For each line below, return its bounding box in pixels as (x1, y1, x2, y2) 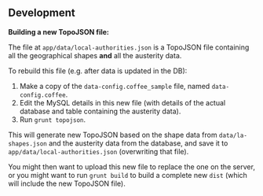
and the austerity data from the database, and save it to (48, 138, 228, 148)
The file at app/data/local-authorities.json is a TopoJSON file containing (8, 43, 250, 52)
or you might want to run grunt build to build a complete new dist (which (8, 170, 247, 179)
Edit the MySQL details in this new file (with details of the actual (19, 98, 226, 107)
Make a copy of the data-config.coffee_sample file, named (19, 81, 210, 91)
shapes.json (8, 139, 47, 148)
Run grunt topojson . (19, 114, 86, 124)
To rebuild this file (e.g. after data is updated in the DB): (8, 66, 188, 76)
